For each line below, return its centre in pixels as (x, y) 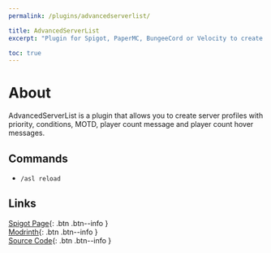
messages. (27, 133)
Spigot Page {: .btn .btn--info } (58, 223)
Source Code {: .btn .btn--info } (60, 240)
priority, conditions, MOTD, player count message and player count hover (131, 124)
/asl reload (40, 179)
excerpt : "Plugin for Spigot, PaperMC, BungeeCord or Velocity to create (136, 38)
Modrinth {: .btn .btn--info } (53, 232)
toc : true (25, 53)
